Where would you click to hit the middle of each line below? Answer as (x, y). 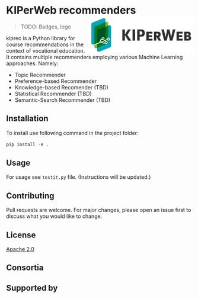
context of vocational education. (46, 50)
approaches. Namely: (32, 63)
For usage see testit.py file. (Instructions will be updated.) (79, 177)
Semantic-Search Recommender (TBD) (63, 100)
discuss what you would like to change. (54, 216)
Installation (27, 119)
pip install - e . (28, 144)
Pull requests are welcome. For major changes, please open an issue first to (99, 210)
